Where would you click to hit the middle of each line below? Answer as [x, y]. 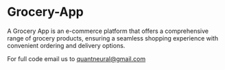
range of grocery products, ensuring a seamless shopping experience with [113, 38]
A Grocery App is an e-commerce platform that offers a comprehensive [108, 31]
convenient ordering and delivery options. [66, 45]
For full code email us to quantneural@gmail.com [76, 58]
